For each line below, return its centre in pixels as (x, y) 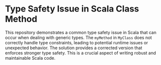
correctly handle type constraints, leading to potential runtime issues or (77, 42)
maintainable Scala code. (30, 58)
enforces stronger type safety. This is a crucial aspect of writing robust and (81, 53)
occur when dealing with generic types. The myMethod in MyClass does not (79, 38)
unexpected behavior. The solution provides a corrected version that (74, 48)
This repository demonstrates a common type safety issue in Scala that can (81, 32)
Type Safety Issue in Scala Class (72, 9)
